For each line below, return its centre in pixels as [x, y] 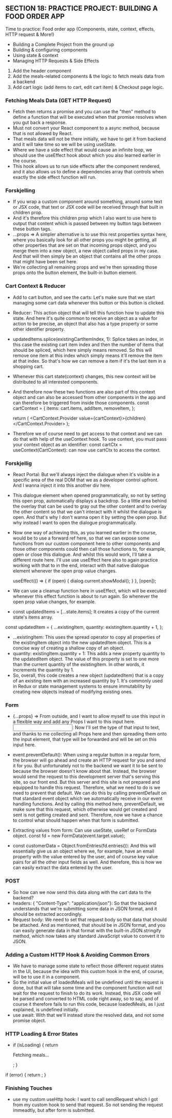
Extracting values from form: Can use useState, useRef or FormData [84, 831]
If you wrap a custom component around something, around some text [88, 202]
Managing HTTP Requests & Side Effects [56, 61]
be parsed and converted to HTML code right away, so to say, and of [85, 998]
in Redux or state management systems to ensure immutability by [82, 686]
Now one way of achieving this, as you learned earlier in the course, [85, 533]
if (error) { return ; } [26, 1075]
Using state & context [35, 55]
